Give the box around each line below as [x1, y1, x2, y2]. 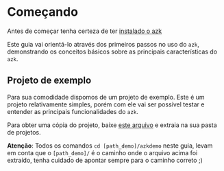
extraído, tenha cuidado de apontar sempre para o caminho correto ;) [7, 156, 203, 164]
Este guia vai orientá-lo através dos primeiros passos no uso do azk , [7, 40, 200, 48]
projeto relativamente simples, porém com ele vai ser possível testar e [7, 100, 205, 109]
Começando [7, 4, 79, 20]
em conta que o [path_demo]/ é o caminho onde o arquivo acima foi [7, 148, 198, 157]
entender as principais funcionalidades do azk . [7, 107, 139, 115]
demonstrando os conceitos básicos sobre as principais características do [7, 47, 218, 56]
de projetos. [7, 128, 41, 136]
